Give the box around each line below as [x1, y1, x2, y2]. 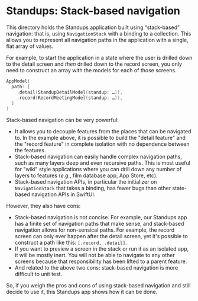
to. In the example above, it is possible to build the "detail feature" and [14, 135, 186, 142]
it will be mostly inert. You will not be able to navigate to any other [14, 252, 176, 259]
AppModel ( [6, 78, 31, 84]
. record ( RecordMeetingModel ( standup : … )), [17, 95, 123, 101]
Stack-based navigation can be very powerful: [6, 117, 119, 124]
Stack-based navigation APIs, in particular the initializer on [14, 178, 157, 185]
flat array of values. [6, 43, 54, 50]
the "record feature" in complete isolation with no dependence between [14, 140, 190, 148]
